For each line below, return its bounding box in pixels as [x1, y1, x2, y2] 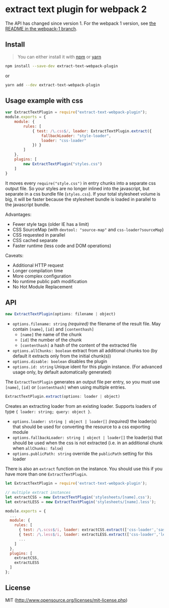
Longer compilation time [12, 267, 63, 273]
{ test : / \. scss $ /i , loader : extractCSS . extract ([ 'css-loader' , [18, 527, 156, 533]
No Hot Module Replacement [12, 284, 73, 290]
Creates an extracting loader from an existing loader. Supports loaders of [5, 403, 157, 409]
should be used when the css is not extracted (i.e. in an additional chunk [12, 440, 163, 446]
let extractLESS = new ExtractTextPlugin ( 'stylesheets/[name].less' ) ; [5, 499, 156, 504]
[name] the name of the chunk [20, 332, 82, 338]
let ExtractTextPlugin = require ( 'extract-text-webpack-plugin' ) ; [5, 481, 147, 486]
